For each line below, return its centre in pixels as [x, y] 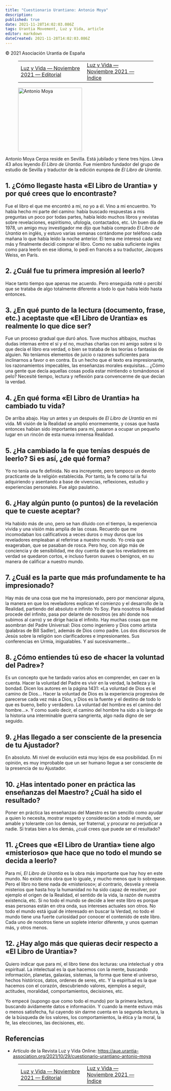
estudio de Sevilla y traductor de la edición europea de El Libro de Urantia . [84, 170]
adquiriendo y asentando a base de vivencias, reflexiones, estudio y [77, 481]
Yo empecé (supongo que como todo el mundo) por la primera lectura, [80, 1001]
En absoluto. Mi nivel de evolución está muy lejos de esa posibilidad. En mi [84, 757]
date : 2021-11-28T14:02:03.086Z [40, 24]
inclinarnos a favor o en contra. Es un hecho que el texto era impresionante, [85, 360]
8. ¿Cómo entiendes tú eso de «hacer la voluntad [85, 657]
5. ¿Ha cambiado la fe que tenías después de [78, 450]
